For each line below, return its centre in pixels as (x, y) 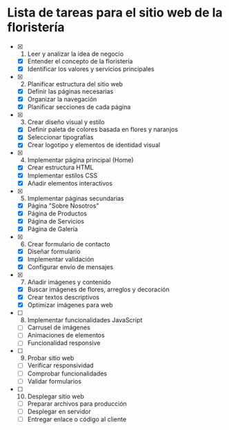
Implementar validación (61, 259)
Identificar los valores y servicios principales (91, 69)
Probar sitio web (51, 358)
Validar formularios (54, 381)
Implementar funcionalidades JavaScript (85, 320)
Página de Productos (57, 213)
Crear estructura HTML (60, 168)
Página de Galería (52, 228)
